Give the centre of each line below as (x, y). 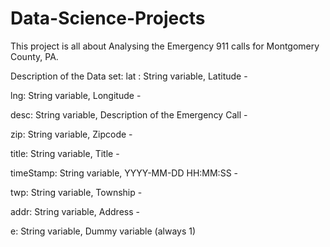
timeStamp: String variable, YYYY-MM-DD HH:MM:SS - (124, 173)
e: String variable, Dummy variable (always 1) (103, 231)
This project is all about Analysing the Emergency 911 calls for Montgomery (165, 46)
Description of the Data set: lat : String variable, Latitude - (129, 76)
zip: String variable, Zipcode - (71, 134)
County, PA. (34, 56)
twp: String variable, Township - (76, 192)
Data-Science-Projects (108, 18)
